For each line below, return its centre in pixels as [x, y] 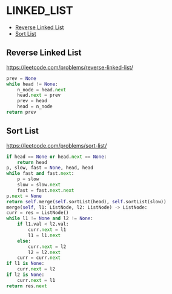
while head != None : [32, 84]
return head [32, 162]
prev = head [32, 101]
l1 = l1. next [45, 235]
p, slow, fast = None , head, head [50, 168]
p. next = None [24, 196]
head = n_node [35, 106]
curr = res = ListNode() [38, 213]
